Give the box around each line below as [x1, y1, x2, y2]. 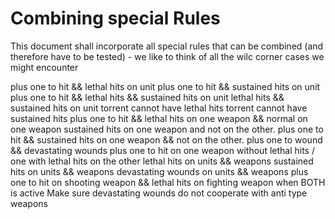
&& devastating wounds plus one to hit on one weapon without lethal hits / [10, 144, 315, 156]
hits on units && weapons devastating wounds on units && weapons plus [10, 165, 309, 177]
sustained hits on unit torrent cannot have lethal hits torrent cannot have [10, 102, 308, 114]
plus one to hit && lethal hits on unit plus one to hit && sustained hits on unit [10, 80, 321, 92]
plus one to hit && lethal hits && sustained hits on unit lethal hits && [10, 91, 285, 103]
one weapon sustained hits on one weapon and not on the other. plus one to [10, 123, 324, 135]
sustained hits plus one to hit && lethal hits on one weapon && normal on [10, 112, 308, 124]
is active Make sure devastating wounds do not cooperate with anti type [10, 187, 308, 199]
